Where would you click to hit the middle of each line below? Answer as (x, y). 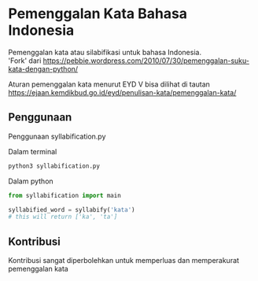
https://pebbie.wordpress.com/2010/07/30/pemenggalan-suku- (146, 61)
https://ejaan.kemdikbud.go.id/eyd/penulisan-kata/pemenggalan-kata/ (122, 92)
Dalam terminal (33, 151)
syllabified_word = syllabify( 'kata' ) (72, 209)
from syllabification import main (65, 195)
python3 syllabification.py (54, 166)
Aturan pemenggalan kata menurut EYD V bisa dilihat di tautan (109, 84)
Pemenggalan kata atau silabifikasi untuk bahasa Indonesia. (105, 52)
